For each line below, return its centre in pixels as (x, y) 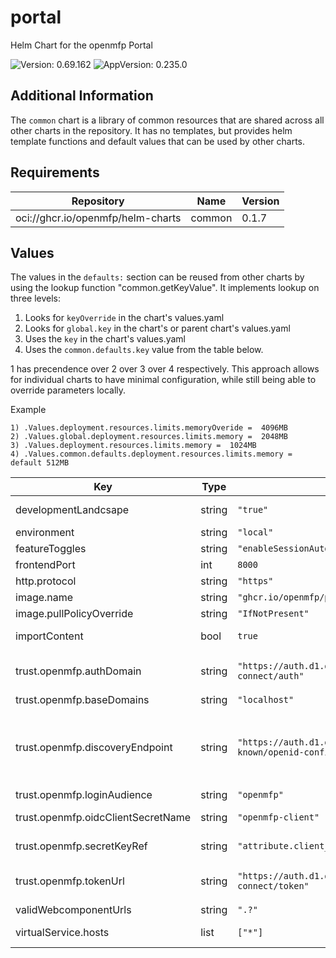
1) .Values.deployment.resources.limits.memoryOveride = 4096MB (149, 428)
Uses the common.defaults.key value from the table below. (144, 350)
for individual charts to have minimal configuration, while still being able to (163, 380)
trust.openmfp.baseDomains (82, 700)
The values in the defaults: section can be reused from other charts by (157, 277)
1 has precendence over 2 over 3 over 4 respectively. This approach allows (165, 369)
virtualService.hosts (62, 933)
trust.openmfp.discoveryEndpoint (94, 748)
